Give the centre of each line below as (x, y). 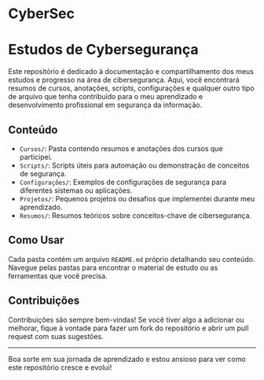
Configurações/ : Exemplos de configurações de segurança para (123, 182)
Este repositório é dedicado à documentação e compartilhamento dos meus (131, 72)
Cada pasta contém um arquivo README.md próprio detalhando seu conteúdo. (132, 259)
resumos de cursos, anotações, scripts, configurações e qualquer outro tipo (131, 88)
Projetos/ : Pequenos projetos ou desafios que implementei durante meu (137, 198)
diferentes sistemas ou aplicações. (76, 190)
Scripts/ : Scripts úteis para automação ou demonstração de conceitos (134, 165)
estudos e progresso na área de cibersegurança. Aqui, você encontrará (124, 80)
